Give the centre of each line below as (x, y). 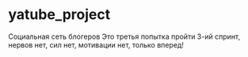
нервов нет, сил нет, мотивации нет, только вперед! (96, 44)
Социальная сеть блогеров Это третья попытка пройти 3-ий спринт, (124, 36)
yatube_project (59, 15)
